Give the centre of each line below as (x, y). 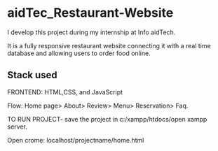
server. (18, 127)
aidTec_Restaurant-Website (90, 13)
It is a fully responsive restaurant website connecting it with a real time (109, 45)
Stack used (32, 75)
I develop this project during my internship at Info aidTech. (91, 32)
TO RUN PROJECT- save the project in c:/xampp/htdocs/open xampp (107, 119)
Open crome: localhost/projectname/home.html (76, 140)
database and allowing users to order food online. (79, 53)
